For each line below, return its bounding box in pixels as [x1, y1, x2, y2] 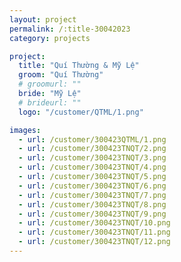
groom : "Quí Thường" [18, 70, 104, 80]
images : [9, 125, 42, 135]
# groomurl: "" [18, 79, 82, 90]
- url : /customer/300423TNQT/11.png [18, 227, 171, 238]
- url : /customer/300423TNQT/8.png [18, 199, 167, 210]
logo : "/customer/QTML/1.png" [18, 107, 144, 117]
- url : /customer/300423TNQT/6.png [18, 181, 167, 191]
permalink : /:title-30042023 [9, 24, 131, 34]
